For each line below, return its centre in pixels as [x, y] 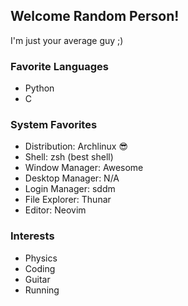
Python [39, 88]
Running [42, 290]
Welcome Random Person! [95, 16]
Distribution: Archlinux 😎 [76, 146]
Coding [40, 268]
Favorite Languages [59, 66]
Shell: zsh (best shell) [69, 157]
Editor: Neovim [55, 210]
